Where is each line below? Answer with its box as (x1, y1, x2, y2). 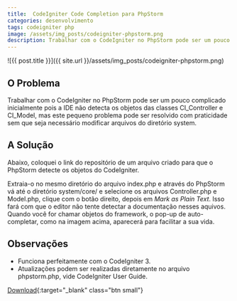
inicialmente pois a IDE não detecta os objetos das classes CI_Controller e (7, 103, 224, 112)
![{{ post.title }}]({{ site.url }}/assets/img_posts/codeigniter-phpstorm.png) (7, 56, 225, 65)
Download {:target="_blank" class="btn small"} (7, 285, 144, 294)
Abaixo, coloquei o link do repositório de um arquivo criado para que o (7, 158, 214, 167)
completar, (7, 217, 39, 226)
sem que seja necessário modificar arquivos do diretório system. (7, 118, 197, 127)
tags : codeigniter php (7, 23, 75, 31)
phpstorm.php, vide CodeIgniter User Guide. (17, 272, 148, 280)
